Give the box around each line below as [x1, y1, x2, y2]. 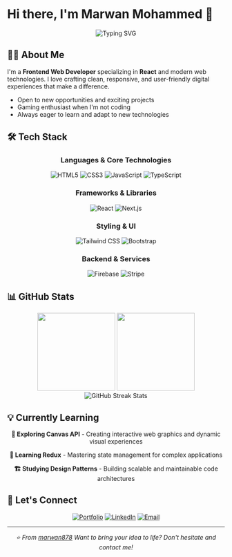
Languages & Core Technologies [60, 155, 172, 165]
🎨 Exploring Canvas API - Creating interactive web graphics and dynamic [11, 430, 221, 438]
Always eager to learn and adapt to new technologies [17, 110, 169, 118]
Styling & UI [96, 221, 136, 231]
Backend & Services [81, 254, 151, 263]
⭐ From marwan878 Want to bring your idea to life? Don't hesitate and [16, 533, 216, 541]
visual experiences [89, 437, 143, 445]
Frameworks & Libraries [75, 188, 157, 198]
